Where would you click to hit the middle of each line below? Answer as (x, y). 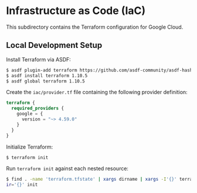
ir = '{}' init (22, 185)
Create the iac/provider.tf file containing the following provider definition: (97, 92)
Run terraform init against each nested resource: (67, 168)
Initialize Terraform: (30, 147)
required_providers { (38, 108)
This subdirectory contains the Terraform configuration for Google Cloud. (95, 27)
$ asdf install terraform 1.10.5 (47, 75)
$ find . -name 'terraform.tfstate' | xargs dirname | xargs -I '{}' (91, 180)
